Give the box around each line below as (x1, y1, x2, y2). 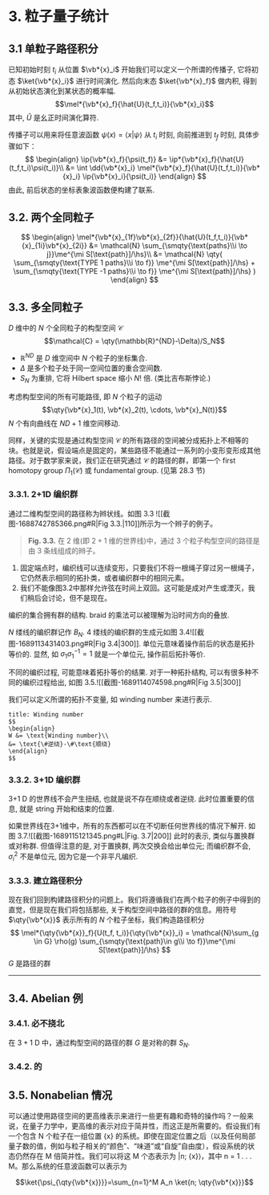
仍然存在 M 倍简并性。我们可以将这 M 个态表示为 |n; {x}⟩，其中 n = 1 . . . (14, 1152, 252, 1161)
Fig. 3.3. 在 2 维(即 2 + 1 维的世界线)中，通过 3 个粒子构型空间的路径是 (27, 536, 260, 545)
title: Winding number (8, 711, 84, 719)
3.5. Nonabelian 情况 (8, 1088, 113, 1102)
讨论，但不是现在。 (47, 593, 112, 602)
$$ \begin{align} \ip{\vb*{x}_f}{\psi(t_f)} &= (25, 154, 168, 164)
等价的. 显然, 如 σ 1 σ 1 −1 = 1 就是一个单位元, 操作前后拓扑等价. (8, 647, 206, 661)
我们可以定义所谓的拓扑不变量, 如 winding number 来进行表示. (8, 695, 212, 704)
